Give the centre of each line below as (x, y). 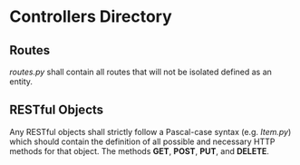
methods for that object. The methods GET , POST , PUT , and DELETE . (140, 150)
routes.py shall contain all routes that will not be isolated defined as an (140, 72)
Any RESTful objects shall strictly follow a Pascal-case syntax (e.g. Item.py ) (150, 131)
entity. (21, 82)
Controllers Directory (91, 17)
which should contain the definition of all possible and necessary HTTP (142, 141)
